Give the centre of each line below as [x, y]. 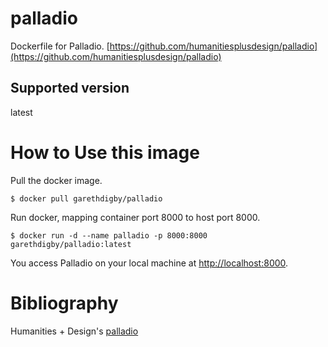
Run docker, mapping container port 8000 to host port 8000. [135, 217]
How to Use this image [105, 152]
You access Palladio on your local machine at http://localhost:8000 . [149, 263]
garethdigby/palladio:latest [71, 244]
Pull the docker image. [56, 180]
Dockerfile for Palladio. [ [60, 46]
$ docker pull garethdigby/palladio [86, 198]
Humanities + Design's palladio [74, 331]
